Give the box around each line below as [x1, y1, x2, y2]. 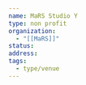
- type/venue [15, 65, 60, 73]
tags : [8, 57, 27, 66]
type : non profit [8, 19, 67, 28]
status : [8, 42, 35, 50]
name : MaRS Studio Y [8, 11, 79, 20]
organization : [8, 27, 57, 35]
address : [8, 49, 38, 57]
